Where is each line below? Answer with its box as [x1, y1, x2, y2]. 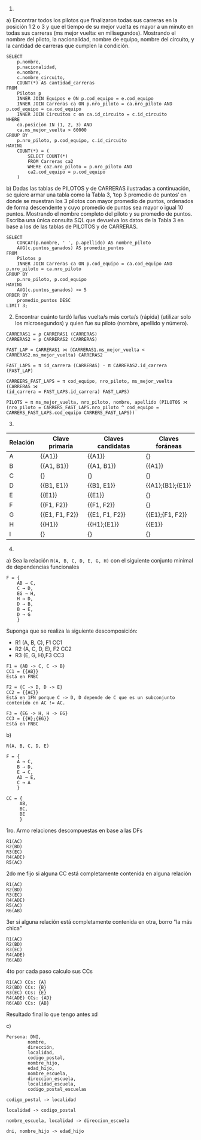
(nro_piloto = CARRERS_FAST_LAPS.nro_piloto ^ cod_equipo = [6, 404, 160, 410]
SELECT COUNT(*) [28, 153, 68, 159]
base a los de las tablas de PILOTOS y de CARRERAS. [6, 223, 138, 230]
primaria [48, 442, 74, 450]
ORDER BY [6, 292, 28, 298]
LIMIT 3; [6, 303, 28, 309]
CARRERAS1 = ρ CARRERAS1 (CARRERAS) [6, 331, 98, 337]
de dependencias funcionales [6, 563, 80, 570]
